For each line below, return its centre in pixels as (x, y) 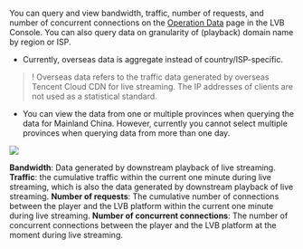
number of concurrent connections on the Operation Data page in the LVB (147, 23)
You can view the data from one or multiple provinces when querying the (158, 114)
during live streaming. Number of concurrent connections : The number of (149, 215)
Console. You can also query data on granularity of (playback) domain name (151, 32)
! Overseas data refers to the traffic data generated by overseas (150, 77)
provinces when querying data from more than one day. (126, 133)
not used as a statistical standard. (95, 96)
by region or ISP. (40, 42)
